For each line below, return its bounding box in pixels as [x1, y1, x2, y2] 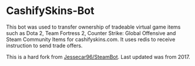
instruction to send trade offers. [6, 42, 83, 49]
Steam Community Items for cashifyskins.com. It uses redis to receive [6, 36, 176, 43]
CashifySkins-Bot [6, 4, 95, 18]
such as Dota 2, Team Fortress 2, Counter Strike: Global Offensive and [6, 29, 176, 36]
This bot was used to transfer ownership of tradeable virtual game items [6, 23, 181, 30]
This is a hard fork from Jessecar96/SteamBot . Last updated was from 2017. [6, 53, 190, 60]
